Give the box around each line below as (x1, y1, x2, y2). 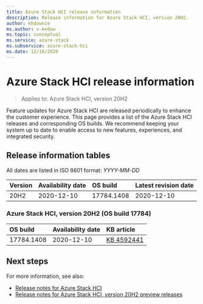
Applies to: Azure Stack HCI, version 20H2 (21, 95, 128, 102)
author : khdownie (6, 20, 50, 26)
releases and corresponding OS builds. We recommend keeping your (6, 119, 179, 127)
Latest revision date (135, 181, 194, 189)
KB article (106, 225, 136, 233)
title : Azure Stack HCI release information (6, 9, 121, 15)
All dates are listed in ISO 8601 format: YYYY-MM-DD (6, 166, 140, 174)
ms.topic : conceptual (6, 32, 61, 38)
